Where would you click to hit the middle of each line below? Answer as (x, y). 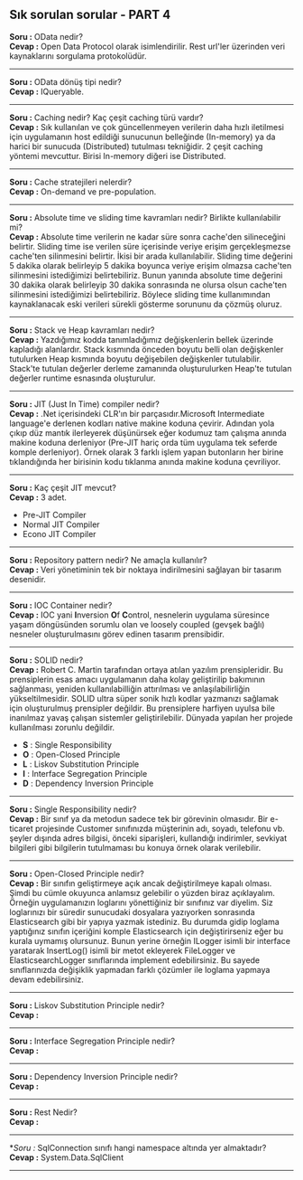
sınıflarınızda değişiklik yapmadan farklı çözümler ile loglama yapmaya (140, 969)
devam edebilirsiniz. (46, 979)
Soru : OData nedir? (46, 36)
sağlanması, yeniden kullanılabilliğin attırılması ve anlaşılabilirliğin (130, 689)
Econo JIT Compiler (59, 533)
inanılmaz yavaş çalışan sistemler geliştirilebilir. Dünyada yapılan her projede (151, 717)
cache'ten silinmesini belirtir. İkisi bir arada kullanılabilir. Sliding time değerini (151, 256)
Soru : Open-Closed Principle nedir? (77, 873)
